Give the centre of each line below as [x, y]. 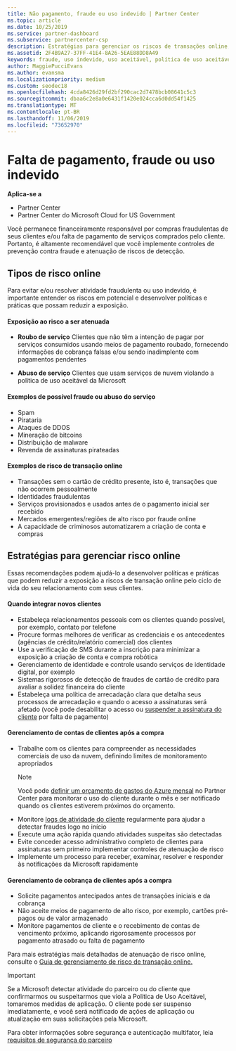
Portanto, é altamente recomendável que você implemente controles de [111, 244]
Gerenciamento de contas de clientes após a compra [86, 733]
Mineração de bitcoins [50, 435]
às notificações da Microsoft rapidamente [78, 864]
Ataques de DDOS [44, 427]
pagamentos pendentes [52, 359]
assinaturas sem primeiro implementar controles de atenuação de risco [120, 849]
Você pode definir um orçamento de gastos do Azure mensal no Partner [122, 791]
